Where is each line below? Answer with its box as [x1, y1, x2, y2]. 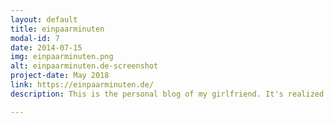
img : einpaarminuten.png [10, 52, 114, 62]
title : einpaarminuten [10, 24, 105, 34]
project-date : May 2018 [10, 71, 110, 81]
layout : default [10, 14, 78, 25]
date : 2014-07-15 [10, 42, 83, 53]
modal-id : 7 [10, 33, 60, 43]
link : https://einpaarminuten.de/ [10, 80, 155, 90]
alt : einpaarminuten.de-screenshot [10, 61, 159, 71]
